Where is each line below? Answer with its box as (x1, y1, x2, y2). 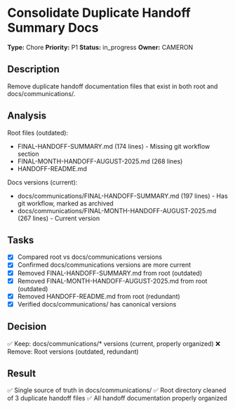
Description (7, 63, 60, 75)
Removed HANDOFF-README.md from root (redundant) (17, 292, 180, 300)
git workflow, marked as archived (17, 199, 114, 208)
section (17, 149, 39, 158)
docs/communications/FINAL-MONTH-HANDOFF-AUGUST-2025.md (17, 206, 217, 215)
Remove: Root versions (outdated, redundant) (7, 347, 139, 356)
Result (7, 367, 36, 380)
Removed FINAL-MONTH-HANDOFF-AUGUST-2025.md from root (17, 276, 208, 285)
